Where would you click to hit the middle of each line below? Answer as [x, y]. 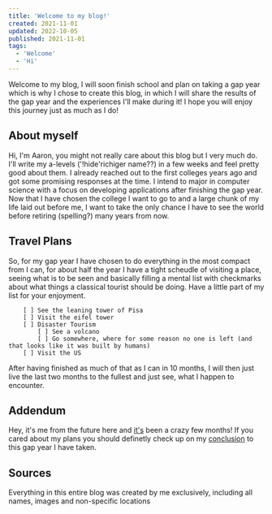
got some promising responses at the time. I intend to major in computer [129, 181]
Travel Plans [40, 242]
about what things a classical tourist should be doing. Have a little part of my [136, 287]
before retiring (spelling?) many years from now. [89, 215]
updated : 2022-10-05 [43, 31]
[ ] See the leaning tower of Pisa [83, 310]
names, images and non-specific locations [80, 501]
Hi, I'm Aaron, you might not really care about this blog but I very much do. [133, 155]
